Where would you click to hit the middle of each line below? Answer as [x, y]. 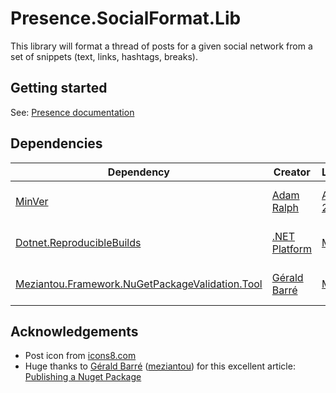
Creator [292, 172]
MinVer [32, 201]
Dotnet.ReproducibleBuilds [78, 242]
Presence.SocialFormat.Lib [126, 18]
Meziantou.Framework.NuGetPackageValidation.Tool [139, 284]
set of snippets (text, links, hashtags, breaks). [104, 56]
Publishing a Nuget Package [83, 377]
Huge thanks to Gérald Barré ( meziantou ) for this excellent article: [160, 366]
